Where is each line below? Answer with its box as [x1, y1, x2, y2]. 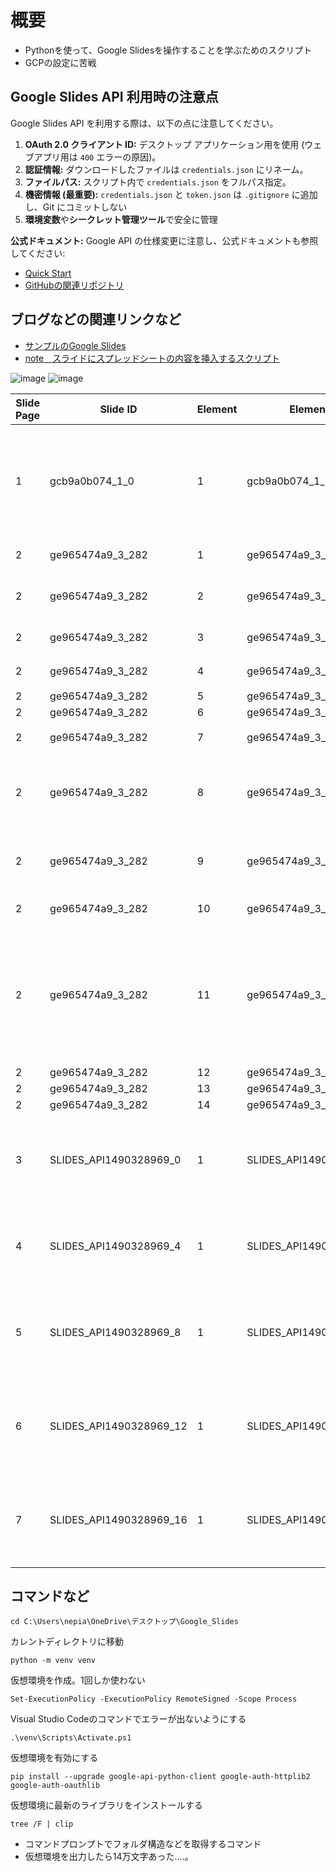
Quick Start [24, 267, 72, 279]
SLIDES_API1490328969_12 [49, 1419, 188, 1433]
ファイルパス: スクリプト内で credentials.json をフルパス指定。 [24, 176, 292, 188]
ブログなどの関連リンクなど [10, 311, 182, 328]
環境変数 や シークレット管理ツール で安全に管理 [24, 213, 218, 225]
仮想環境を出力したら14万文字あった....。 [24, 1851, 194, 1863]
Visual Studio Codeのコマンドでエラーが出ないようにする [10, 1713, 247, 1725]
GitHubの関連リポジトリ [24, 279, 125, 291]
